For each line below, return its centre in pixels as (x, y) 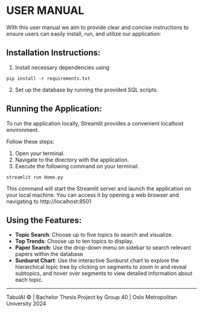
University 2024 (26, 304)
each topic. (29, 280)
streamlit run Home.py (35, 177)
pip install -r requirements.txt (48, 78)
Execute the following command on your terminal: (77, 166)
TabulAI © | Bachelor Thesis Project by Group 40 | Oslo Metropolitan (92, 297)
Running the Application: (54, 109)
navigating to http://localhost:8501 (49, 201)
